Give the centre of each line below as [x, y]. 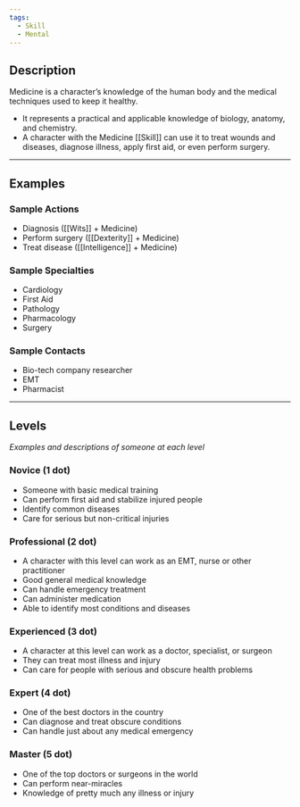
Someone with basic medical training [90, 490]
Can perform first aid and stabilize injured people [112, 499]
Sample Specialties [52, 270]
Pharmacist [43, 389]
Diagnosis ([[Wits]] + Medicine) [80, 228]
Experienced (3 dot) [54, 631]
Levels [28, 425]
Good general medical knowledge [84, 579]
